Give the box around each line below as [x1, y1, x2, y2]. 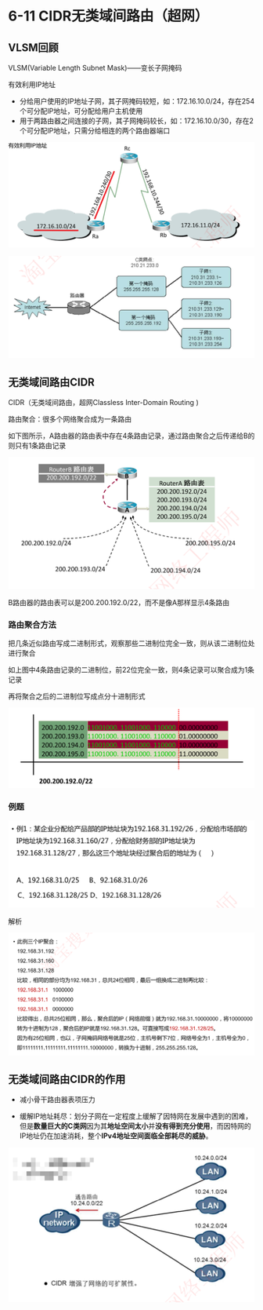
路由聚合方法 [8, 619, 57, 630]
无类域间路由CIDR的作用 [8, 1072, 126, 1086]
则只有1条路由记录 [8, 441, 67, 451]
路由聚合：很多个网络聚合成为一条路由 [8, 414, 131, 424]
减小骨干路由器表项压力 [19, 1095, 95, 1104]
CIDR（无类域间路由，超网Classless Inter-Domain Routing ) [8, 398, 199, 407]
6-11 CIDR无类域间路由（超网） [8, 7, 209, 25]
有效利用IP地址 [8, 80, 56, 89]
